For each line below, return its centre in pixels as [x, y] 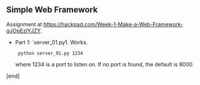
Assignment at [24, 24]
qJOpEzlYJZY [24, 31]
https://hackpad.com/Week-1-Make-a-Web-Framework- [113, 24]
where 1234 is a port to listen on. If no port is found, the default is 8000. [105, 64]
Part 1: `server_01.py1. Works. [51, 42]
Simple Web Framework [52, 10]
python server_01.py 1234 [50, 53]
